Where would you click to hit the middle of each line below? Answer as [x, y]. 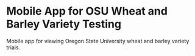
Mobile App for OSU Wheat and [87, 11]
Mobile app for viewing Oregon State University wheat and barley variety [98, 41]
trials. [13, 47]
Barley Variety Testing [64, 24]
